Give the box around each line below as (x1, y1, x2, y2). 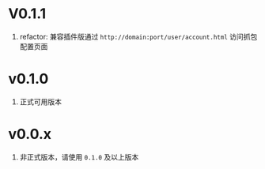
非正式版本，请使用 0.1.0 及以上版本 (19, 152, 139, 162)
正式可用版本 (19, 96, 62, 107)
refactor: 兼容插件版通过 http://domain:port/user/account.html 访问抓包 (19, 32, 258, 41)
